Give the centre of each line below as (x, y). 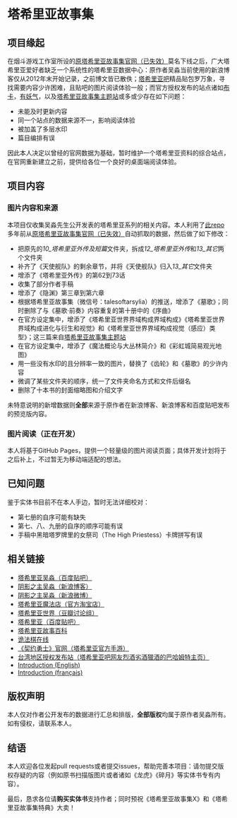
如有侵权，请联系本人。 (41, 723)
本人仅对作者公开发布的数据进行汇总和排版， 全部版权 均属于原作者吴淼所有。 (119, 715)
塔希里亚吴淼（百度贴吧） (55, 577)
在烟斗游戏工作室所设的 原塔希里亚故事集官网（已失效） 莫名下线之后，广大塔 (119, 61)
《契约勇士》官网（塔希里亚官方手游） (73, 648)
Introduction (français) (50, 672)
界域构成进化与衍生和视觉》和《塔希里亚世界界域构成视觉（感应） (113, 328)
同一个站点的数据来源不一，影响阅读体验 (76, 120)
